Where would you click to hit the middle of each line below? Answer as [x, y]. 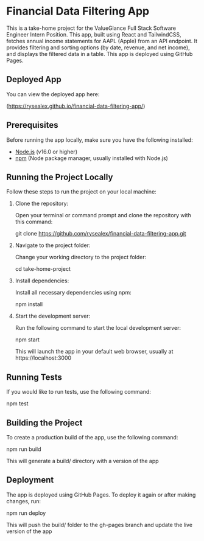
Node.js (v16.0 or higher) [46, 152]
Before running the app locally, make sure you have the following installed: [100, 140]
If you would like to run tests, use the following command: [79, 392]
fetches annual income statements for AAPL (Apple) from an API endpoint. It [102, 41]
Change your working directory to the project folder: [81, 257]
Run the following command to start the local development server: [98, 328]
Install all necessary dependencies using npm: [73, 293]
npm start [27, 340]
